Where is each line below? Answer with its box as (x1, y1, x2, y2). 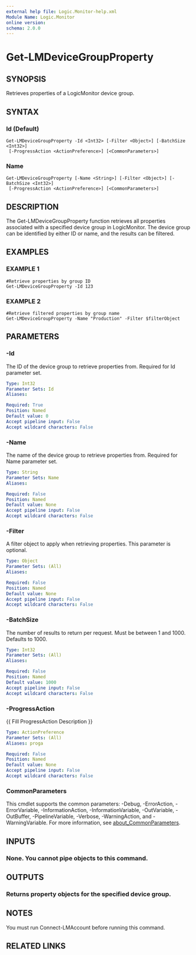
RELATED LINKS (6, 941, 66, 951)
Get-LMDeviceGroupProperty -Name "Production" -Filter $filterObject (6, 316, 181, 322)
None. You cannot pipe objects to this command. (6, 854, 148, 862)
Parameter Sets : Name (6, 475, 59, 480)
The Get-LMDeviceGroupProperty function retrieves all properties (6, 217, 166, 225)
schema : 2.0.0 (6, 25, 41, 31)
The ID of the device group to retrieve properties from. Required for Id (6, 363, 175, 370)
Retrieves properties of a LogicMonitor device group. (6, 90, 135, 97)
